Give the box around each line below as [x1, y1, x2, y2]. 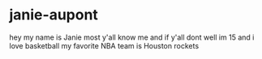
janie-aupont [9, 6, 98, 24]
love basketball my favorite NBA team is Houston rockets [9, 40, 200, 50]
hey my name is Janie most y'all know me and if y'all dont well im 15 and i [9, 32, 255, 42]
